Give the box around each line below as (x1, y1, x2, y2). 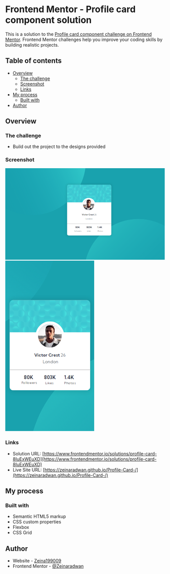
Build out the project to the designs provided (12, 143, 106, 150)
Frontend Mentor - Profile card (5, 4, 136, 15)
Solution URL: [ (12, 450, 44, 456)
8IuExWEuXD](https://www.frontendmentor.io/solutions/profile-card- (12, 456, 157, 462)
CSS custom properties (12, 519, 62, 525)
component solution (5, 14, 92, 26)
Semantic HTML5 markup (12, 513, 66, 520)
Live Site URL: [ (12, 467, 45, 473)
